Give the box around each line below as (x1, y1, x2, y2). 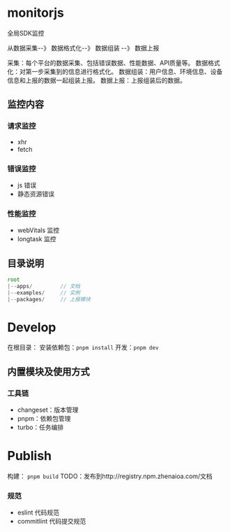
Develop (7, 319, 56, 335)
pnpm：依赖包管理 (17, 415, 71, 423)
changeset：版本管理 (17, 405, 79, 414)
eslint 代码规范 (17, 508, 59, 517)
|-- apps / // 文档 (7, 282, 80, 289)
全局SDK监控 (7, 29, 45, 37)
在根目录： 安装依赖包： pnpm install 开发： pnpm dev (7, 343, 159, 352)
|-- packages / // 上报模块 (7, 296, 91, 303)
